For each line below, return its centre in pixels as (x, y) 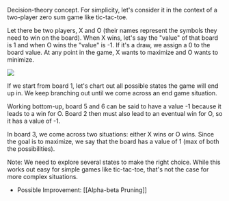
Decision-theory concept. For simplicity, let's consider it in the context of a (112, 10)
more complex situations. (43, 177)
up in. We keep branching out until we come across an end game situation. (112, 93)
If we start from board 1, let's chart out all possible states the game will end (113, 86)
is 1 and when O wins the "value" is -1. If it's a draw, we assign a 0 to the (109, 45)
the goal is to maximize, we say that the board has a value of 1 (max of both (113, 141)
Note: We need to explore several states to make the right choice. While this (114, 162)
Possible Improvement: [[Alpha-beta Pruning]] (82, 190)
